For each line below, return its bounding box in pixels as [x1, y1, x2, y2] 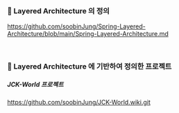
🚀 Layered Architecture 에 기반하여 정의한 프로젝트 [7, 62, 172, 71]
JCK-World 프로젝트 [7, 80, 64, 88]
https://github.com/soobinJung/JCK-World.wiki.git [7, 98, 151, 107]
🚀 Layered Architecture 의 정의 [7, 6, 110, 15]
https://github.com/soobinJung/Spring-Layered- [7, 22, 146, 31]
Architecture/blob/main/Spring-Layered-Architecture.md [7, 30, 169, 38]
